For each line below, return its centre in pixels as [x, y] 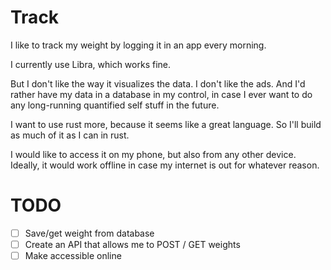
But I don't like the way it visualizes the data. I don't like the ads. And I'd [158, 83]
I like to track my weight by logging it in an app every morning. [138, 45]
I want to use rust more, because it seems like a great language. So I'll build [166, 124]
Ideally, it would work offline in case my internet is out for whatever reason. [165, 165]
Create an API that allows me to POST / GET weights [132, 244]
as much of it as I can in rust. [70, 135]
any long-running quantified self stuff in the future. [115, 105]
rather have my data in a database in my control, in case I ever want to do [161, 94]
